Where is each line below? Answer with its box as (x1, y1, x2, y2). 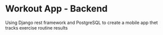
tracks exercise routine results (5, 24, 68, 30)
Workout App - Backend (5, 3, 108, 14)
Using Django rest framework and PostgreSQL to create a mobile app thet (5, 19, 158, 25)
